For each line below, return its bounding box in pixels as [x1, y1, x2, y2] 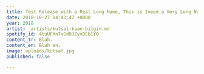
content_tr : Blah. [6, 37, 53, 43]
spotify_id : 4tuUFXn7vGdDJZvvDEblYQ [6, 31, 99, 37]
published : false [6, 54, 50, 60]
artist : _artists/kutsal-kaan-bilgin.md [6, 25, 110, 32]
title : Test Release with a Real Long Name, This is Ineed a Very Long [6, 8, 191, 15]
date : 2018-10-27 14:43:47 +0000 [6, 14, 91, 20]
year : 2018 [6, 20, 34, 26]
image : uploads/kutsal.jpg [6, 48, 75, 54]
